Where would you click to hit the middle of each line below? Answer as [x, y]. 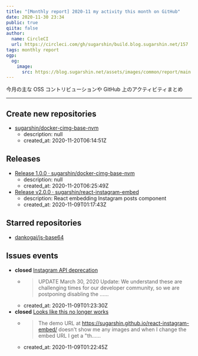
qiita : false [22, 28]
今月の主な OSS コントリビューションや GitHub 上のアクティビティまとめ [95, 90]
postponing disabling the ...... [73, 294]
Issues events [32, 256]
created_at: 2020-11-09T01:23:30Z [65, 305]
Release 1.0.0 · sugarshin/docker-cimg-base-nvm [75, 173]
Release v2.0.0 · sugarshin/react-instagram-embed [77, 192]
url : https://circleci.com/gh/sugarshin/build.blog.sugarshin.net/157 [100, 45]
